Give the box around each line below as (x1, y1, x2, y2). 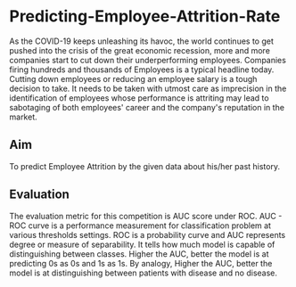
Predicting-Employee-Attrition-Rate (9, 6, 281, 27)
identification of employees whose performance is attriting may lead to (9, 92, 269, 103)
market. (9, 111, 37, 122)
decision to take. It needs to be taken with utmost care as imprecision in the (9, 83, 287, 94)
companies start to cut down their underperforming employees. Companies (9, 54, 287, 65)
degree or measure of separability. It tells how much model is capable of (9, 239, 275, 250)
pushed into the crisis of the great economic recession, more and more (9, 45, 270, 55)
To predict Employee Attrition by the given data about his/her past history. (9, 160, 281, 171)
